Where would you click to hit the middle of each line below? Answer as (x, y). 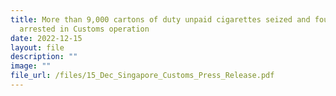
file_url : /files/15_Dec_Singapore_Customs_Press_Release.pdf (142, 76)
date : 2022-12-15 (46, 38)
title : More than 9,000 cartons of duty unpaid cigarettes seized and (160, 19)
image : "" (31, 66)
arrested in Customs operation (84, 29)
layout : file (37, 47)
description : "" (44, 57)
